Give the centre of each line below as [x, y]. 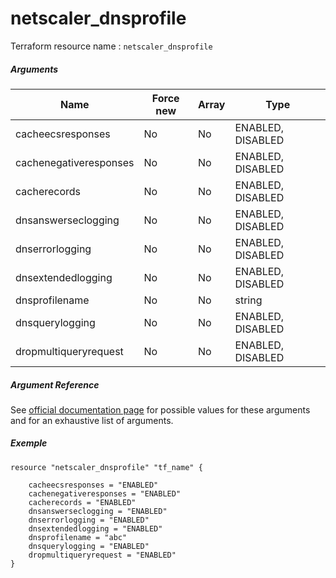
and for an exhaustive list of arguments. [92, 420]
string [248, 300]
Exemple [29, 443]
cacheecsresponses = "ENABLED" [93, 485]
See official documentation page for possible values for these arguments [160, 409]
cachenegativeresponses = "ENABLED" [105, 493]
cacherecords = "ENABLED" [82, 502]
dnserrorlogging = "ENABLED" [89, 520]
